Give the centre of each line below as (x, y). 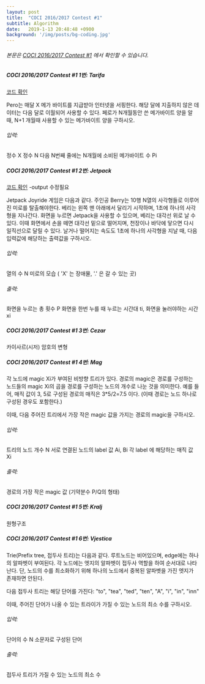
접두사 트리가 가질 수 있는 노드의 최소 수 (54, 674)
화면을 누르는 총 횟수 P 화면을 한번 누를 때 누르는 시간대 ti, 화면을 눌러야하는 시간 (102, 309)
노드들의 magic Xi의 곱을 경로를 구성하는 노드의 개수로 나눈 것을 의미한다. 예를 (99, 387)
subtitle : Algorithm (33, 23)
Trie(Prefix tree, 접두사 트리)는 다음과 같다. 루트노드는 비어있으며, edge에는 (97, 555)
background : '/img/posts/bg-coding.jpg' (59, 35)
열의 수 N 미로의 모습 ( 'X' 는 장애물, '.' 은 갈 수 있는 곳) (71, 273)
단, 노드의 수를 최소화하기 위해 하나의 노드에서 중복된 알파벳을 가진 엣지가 (106, 570)
